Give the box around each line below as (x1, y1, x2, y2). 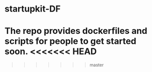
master (89, 62, 104, 68)
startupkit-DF (4, 3, 61, 14)
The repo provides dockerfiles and (4, 26, 148, 37)
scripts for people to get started (4, 36, 136, 47)
